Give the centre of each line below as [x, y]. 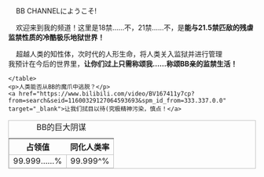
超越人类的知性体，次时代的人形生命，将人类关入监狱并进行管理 [119, 54]
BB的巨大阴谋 [61, 127]
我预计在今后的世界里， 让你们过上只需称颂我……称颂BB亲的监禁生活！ [123, 64]
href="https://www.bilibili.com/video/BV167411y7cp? [106, 94]
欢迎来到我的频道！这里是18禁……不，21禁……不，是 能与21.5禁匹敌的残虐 [134, 27]
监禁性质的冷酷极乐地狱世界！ [56, 37]
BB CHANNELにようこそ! [56, 11]
